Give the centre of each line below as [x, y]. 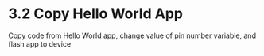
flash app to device [40, 43]
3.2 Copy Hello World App [95, 14]
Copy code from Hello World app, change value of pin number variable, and [132, 35]
